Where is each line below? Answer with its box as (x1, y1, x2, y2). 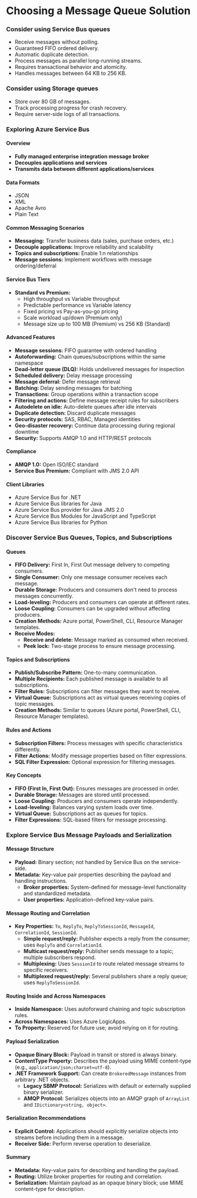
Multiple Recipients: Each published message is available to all (14, 676, 169, 683)
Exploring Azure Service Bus (6, 125, 90, 133)
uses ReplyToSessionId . (23, 979, 81, 986)
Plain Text (14, 211, 39, 218)
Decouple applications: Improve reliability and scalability (14, 243, 154, 251)
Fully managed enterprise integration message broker (14, 153, 149, 160)
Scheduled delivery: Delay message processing (14, 372, 132, 379)
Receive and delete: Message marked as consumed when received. (23, 636, 189, 643)
